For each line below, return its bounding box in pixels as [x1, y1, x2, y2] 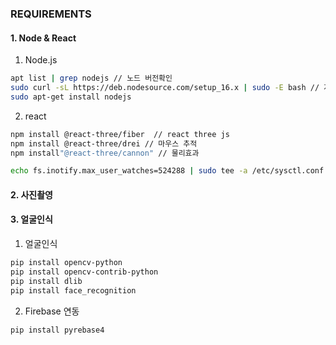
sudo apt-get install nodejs [10, 92, 132, 102]
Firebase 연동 [24, 305, 80, 317]
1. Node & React [10, 32, 77, 44]
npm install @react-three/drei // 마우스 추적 [10, 138, 198, 149]
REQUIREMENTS [10, 7, 92, 21]
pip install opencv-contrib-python [10, 267, 159, 277]
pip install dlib [10, 276, 83, 286]
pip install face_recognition [10, 285, 137, 296]
